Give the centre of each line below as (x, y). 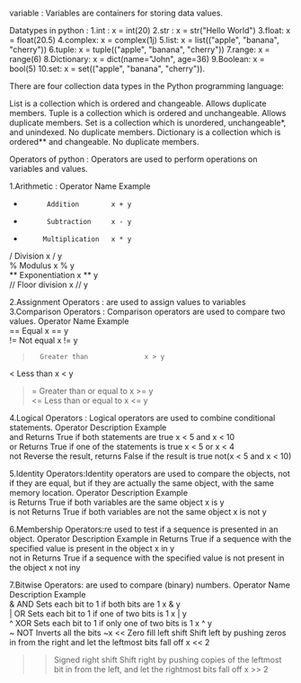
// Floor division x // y (49, 284)
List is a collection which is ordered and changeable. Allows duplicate (138, 103)
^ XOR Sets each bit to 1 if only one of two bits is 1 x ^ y (111, 623)
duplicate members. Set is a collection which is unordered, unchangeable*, (148, 122)
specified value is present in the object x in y (92, 548)
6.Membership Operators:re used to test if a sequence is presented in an (144, 529)
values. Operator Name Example (69, 321)
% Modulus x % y (42, 265)
